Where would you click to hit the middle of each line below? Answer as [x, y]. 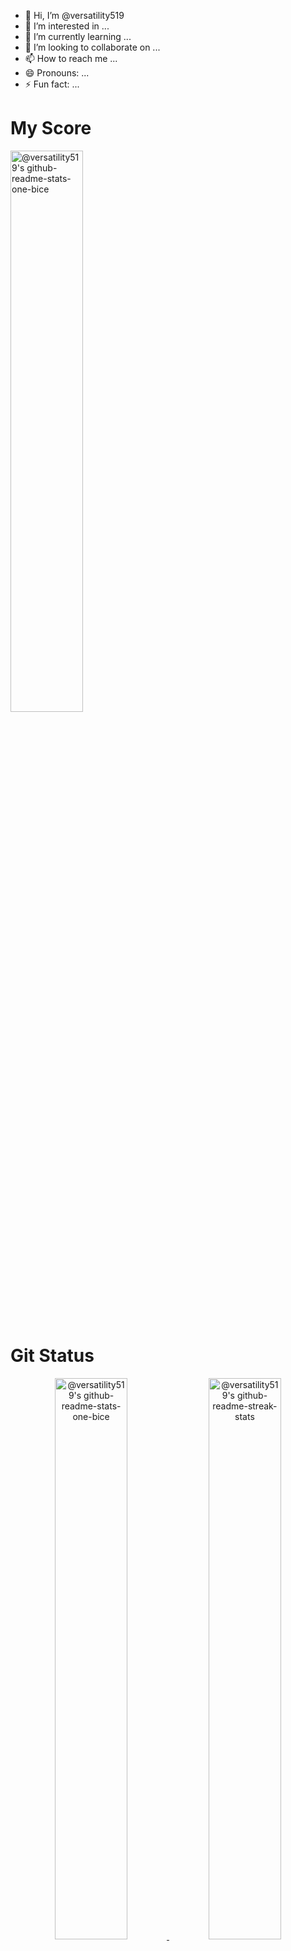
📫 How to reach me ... [71, 58]
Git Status [52, 1356]
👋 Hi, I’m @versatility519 [74, 15]
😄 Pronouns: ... [57, 73]
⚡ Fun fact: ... [52, 84]
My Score [51, 128]
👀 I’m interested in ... [67, 26]
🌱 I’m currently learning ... [78, 36]
